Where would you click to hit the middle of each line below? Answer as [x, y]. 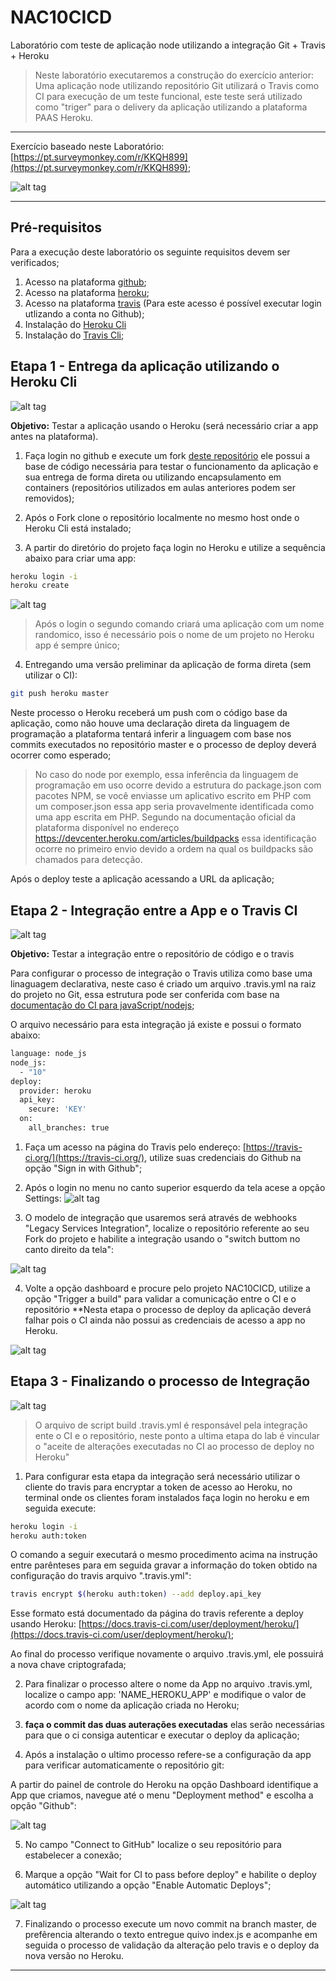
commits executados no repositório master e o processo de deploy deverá [163, 745]
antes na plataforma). [54, 436]
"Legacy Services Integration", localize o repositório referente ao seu [167, 1228]
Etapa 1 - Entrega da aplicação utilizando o [145, 366]
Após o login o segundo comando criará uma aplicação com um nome [179, 624]
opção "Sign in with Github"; [83, 1168]
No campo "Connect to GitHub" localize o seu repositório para [153, 1845]
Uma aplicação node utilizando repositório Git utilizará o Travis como [177, 85]
